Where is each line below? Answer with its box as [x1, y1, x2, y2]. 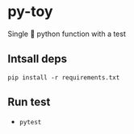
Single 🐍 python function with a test [7, 29, 127, 39]
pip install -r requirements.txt [7, 73, 120, 82]
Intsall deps [7, 52, 68, 66]
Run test [7, 95, 51, 109]
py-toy [7, 2, 53, 21]
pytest [19, 118, 42, 126]
